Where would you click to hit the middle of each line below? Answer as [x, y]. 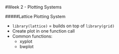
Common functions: [32, 36]
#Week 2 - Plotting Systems [33, 7]
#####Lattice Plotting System [35, 16]
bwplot [27, 46]
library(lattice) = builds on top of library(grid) [63, 26]
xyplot [26, 41]
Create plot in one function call [44, 31]
